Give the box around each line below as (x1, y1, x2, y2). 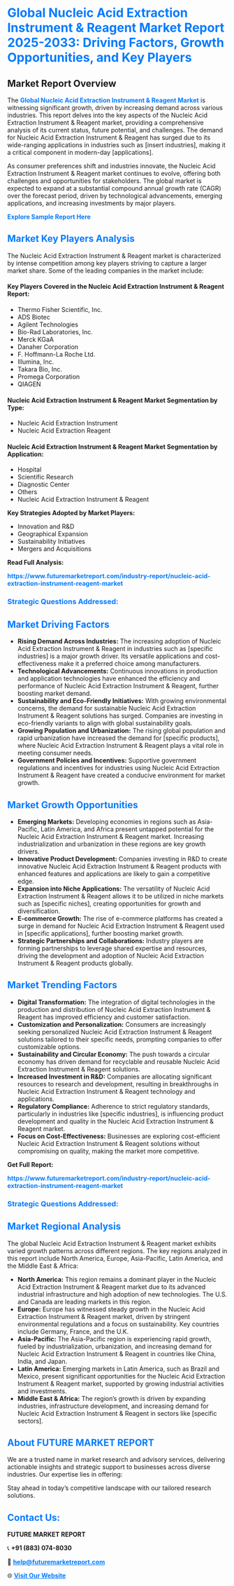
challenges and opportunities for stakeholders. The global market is (7, 177, 202, 185)
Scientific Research (17, 473, 73, 481)
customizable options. (17, 1042, 82, 1051)
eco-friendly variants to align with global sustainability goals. (17, 719, 193, 727)
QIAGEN (17, 380, 41, 388)
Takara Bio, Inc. (17, 365, 63, 374)
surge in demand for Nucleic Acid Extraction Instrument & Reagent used (17, 922, 225, 930)
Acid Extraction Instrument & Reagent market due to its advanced (17, 1283, 206, 1291)
